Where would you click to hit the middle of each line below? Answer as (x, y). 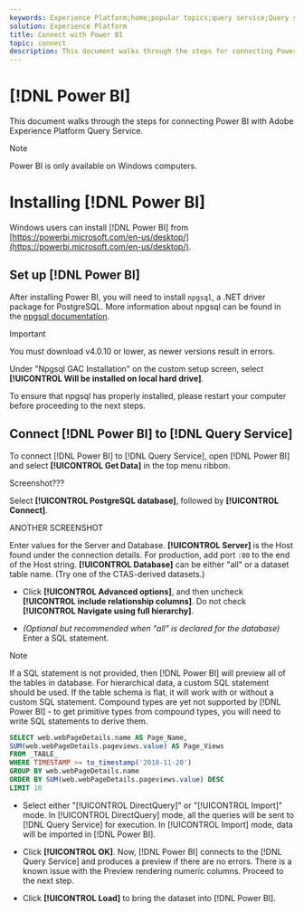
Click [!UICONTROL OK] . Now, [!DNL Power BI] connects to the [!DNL (152, 851)
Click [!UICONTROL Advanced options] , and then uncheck (133, 591)
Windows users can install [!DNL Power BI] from (99, 228)
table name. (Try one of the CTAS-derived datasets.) (107, 574)
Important (28, 333)
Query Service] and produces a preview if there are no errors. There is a (157, 861)
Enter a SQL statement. (66, 638)
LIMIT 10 (26, 788)
